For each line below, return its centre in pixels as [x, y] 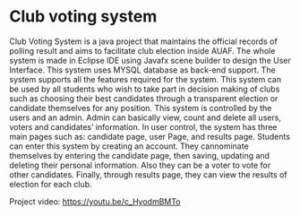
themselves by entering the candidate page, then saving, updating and [140, 155]
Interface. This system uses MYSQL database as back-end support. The [142, 70]
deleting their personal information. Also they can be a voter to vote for [140, 165]
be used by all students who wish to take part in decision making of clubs [145, 89]
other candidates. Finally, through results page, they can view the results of [149, 174]
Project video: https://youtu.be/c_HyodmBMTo [95, 201]
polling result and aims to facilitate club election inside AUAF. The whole [142, 50]
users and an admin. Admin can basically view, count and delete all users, [146, 117]
